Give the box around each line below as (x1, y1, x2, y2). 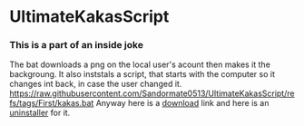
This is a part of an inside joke (9, 39, 143, 52)
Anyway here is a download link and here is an (95, 98, 270, 109)
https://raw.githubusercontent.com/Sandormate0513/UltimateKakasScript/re (9, 88, 295, 99)
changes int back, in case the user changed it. (9, 79, 182, 90)
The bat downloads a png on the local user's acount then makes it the (9, 59, 270, 70)
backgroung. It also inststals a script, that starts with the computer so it (9, 69, 275, 80)
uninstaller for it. (9, 107, 71, 119)
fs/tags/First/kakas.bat (9, 98, 94, 109)
